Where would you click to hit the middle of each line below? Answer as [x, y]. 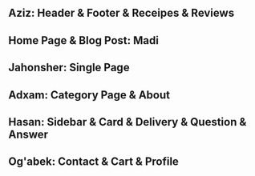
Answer [28, 134]
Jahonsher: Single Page [69, 68]
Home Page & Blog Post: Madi [83, 40]
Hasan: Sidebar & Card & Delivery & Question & [127, 122]
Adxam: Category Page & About [89, 95]
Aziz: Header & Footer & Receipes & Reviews [121, 13]
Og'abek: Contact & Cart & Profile [93, 162]
